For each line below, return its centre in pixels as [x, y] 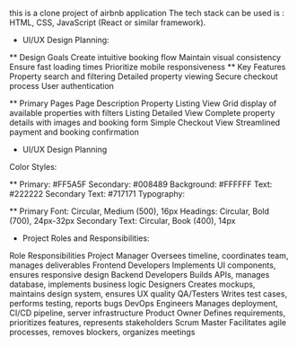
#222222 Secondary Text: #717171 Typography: [97, 194]
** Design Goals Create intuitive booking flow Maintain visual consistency [145, 57]
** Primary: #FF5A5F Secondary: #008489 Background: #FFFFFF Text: [141, 184]
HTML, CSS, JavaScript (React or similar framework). [108, 22]
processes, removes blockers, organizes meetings [102, 332]
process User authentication [62, 86]
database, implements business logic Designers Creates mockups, [132, 284]
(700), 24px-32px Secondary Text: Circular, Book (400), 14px [122, 221]
